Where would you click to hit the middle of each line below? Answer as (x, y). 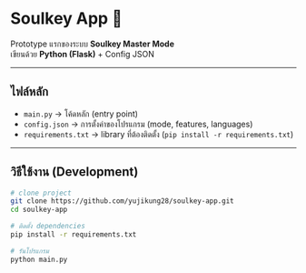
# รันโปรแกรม (30, 251)
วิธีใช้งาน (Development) (74, 172)
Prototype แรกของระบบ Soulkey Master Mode (93, 44)
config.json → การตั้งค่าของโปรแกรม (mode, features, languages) (138, 124)
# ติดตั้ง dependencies (48, 227)
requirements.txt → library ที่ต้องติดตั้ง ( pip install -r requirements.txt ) (158, 134)
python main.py (39, 259)
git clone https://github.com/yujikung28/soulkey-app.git (122, 201)
